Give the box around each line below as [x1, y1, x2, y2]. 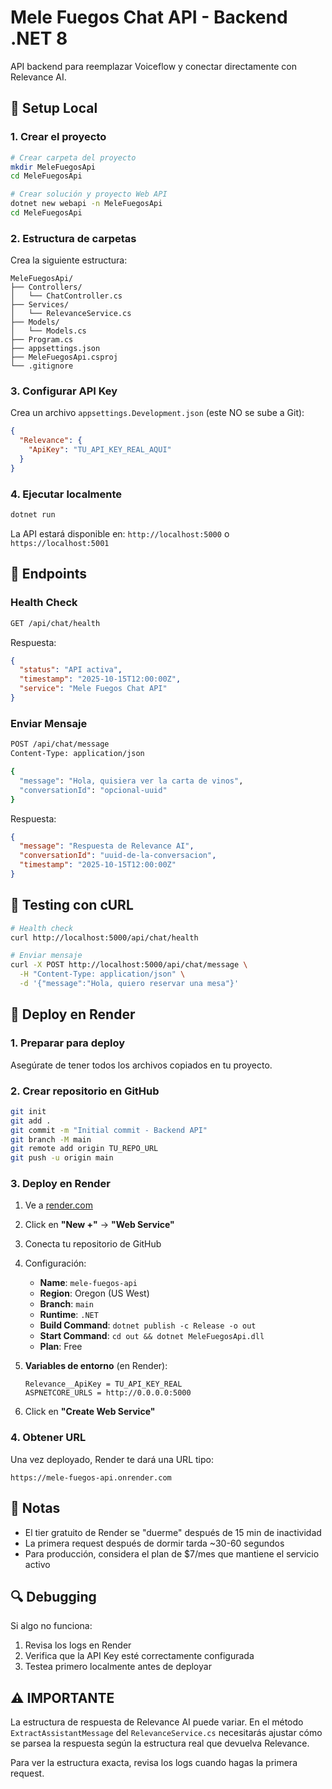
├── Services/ [10, 300, 70, 310]
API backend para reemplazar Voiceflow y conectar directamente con [10, 60, 297, 72]
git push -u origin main [10, 1153, 114, 1163]
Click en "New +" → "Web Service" [24, 1219, 175, 1231]
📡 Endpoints [10, 566, 88, 583]
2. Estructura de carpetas [10, 231, 137, 245]
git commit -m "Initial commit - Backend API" [10, 1125, 208, 1135]
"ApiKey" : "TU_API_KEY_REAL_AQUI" [28, 445, 172, 455]
